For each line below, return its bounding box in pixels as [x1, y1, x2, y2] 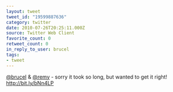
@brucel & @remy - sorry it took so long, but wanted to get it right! [6, 73, 168, 80]
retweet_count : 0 [6, 41, 49, 47]
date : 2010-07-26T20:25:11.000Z [6, 24, 85, 31]
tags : [6, 52, 19, 58]
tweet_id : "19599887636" [6, 14, 67, 20]
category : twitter [6, 19, 51, 25]
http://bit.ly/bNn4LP [6, 79, 54, 86]
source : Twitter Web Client [6, 30, 75, 36]
